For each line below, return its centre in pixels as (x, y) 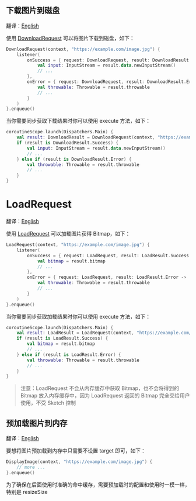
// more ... (31, 467)
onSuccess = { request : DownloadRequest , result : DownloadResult (108, 60)
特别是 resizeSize (27, 492)
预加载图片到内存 (37, 423)
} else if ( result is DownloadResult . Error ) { (74, 159)
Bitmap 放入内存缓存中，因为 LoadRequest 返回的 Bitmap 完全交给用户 (105, 396)
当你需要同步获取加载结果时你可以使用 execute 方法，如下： (78, 316)
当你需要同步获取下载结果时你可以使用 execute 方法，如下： (78, 121)
